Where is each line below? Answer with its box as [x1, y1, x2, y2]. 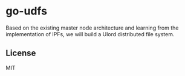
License [5, 48, 36, 59]
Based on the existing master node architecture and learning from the [5, 24, 179, 31]
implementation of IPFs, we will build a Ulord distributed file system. [5, 30, 175, 37]
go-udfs [5, 4, 48, 18]
